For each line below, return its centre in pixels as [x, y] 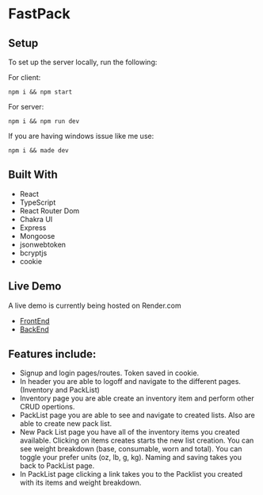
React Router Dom [50, 210]
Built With [33, 175]
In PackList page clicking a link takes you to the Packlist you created [131, 474]
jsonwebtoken [42, 244]
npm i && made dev [38, 151]
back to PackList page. [57, 466]
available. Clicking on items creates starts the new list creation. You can [137, 440]
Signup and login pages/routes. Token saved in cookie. [109, 373]
